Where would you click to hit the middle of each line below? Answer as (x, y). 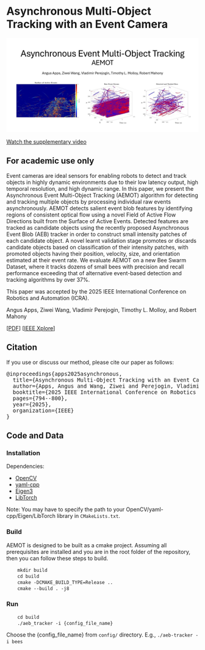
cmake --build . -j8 (43, 588)
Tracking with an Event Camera (87, 24)
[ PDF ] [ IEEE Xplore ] (31, 328)
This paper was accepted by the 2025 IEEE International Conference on (96, 291)
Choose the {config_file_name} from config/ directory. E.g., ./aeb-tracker (100, 635)
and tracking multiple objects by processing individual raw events (89, 201)
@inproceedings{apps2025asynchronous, (64, 374)
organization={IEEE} (43, 410)
